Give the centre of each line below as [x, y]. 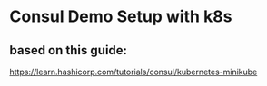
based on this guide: [69, 50]
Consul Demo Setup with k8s [121, 17]
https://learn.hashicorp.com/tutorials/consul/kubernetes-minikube [133, 72]
